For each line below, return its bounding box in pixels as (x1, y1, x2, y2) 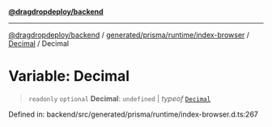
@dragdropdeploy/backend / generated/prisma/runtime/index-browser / (8, 30, 249, 40)
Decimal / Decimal (8, 39, 70, 48)
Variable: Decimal (8, 67, 130, 86)
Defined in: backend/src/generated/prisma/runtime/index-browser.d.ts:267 (8, 109, 259, 119)
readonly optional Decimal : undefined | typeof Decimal (28, 93, 211, 104)
